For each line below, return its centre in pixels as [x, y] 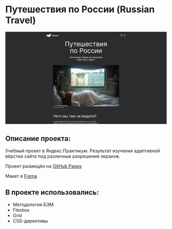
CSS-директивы [30, 221]
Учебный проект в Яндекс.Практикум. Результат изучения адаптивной [83, 151]
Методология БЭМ [33, 204]
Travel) [21, 20]
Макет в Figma [21, 176]
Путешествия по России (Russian [80, 9]
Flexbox [21, 210]
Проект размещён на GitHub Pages [44, 166]
